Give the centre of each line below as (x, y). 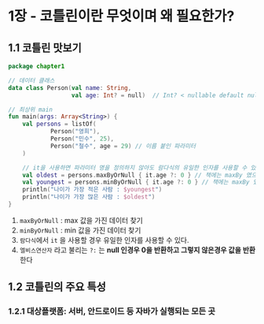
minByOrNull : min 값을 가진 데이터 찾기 (80, 230)
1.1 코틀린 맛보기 (45, 48)
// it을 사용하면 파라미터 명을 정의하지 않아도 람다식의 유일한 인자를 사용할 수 (135, 168)
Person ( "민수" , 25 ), (82, 139)
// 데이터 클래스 (31, 80)
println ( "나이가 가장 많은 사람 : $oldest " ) (89, 197)
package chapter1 (37, 66)
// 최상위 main (31, 110)
